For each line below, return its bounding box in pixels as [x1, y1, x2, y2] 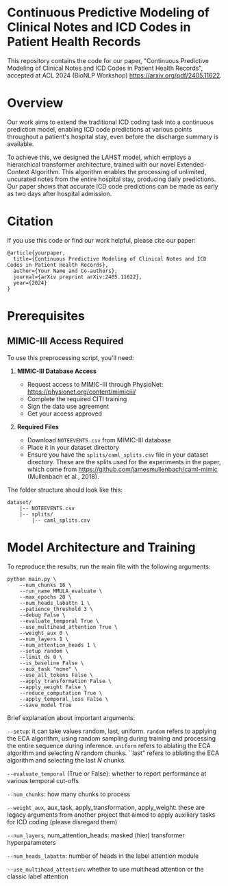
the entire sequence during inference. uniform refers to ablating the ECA [7, 741, 211, 750]
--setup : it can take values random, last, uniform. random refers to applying [7, 727, 217, 735]
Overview [7, 95, 64, 111]
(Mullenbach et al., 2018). [27, 472, 99, 481]
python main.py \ [7, 575, 57, 582]
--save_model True [19, 702, 72, 708]
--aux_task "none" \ [19, 665, 78, 673]
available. [7, 139, 34, 148]
